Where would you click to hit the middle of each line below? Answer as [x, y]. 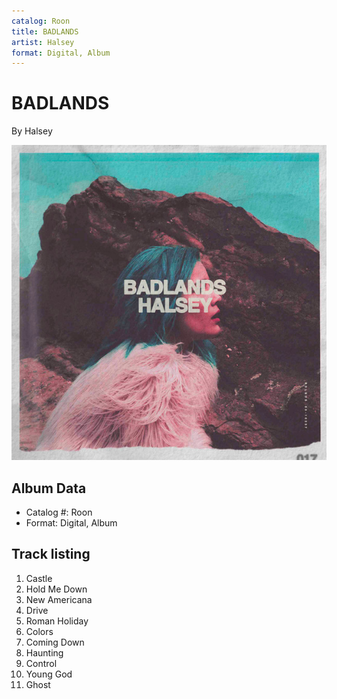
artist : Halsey [43, 42]
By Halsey [32, 131]
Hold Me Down [56, 589]
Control [41, 663]
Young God [49, 674]
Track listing [51, 554]
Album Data [49, 488]
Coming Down [55, 642]
